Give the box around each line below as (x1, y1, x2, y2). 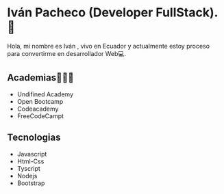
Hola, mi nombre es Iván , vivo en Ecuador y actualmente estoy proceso (7, 42, 210, 50)
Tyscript (16, 164, 41, 172)
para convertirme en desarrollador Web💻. (7, 49, 127, 57)
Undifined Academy (16, 90, 74, 98)
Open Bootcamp (16, 97, 64, 105)
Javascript (16, 150, 47, 158)
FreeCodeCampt (16, 111, 64, 120)
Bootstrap (16, 179, 45, 187)
